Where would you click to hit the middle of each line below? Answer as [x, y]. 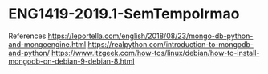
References [27, 36]
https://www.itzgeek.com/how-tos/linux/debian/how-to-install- [156, 53]
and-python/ [29, 53]
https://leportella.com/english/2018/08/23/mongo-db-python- [150, 36]
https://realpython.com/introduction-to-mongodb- [171, 44]
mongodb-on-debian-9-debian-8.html [71, 61]
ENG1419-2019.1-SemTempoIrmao [124, 14]
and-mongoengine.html [47, 44]
